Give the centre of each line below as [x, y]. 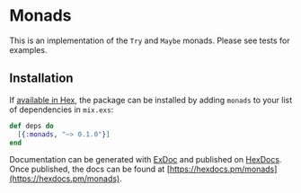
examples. [28, 49]
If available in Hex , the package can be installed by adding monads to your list [151, 100]
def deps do [31, 126]
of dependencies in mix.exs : [62, 110]
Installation [41, 79]
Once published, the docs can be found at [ [90, 169]
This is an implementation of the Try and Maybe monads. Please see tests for [150, 40]
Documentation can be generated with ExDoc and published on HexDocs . [146, 160]
